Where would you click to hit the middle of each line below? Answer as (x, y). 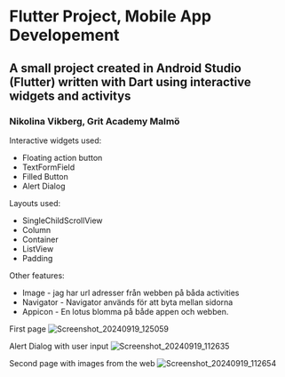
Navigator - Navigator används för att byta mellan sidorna (127, 302)
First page (28, 329)
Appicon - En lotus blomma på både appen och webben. (125, 311)
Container (40, 239)
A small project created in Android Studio (125, 68)
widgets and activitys (70, 96)
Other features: (37, 275)
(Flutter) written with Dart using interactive (130, 82)
